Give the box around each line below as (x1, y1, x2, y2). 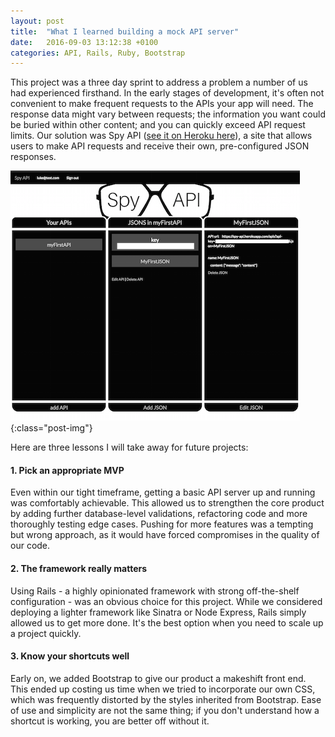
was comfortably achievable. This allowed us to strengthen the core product (10, 497, 325, 509)
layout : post (10, 16, 65, 26)
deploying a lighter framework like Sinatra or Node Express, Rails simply (10, 606, 307, 618)
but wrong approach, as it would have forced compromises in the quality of (10, 529, 320, 541)
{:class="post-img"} (10, 422, 93, 434)
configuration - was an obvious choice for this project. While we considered (10, 595, 323, 607)
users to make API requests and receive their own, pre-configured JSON (10, 140, 310, 152)
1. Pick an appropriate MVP (10, 464, 125, 476)
